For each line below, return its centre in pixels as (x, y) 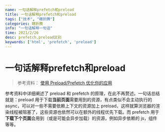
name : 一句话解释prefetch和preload (40, 10)
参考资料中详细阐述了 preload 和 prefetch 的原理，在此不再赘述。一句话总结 (82, 93)
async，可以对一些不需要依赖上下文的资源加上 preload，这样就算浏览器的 (81, 106)
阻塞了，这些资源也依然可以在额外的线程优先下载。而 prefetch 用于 (91, 112)
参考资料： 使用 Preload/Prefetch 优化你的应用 (65, 83)
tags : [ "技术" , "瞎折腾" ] (30, 19)
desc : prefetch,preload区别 (33, 38)
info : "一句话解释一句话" (29, 28)
